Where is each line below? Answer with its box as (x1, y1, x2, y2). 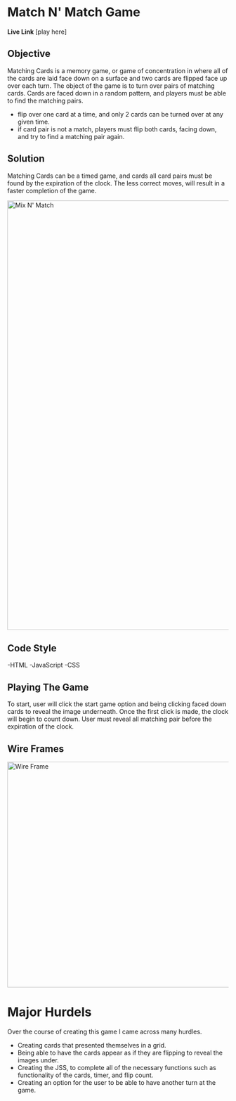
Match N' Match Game (7, 4, 140, 20)
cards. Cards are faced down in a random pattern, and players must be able (7, 89, 227, 97)
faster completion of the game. (7, 186, 97, 195)
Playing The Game (7, 681, 89, 693)
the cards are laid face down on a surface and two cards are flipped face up (7, 74, 228, 82)
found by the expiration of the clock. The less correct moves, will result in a (7, 178, 225, 187)
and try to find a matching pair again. (17, 132, 125, 141)
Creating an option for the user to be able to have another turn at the (17, 1078, 216, 1086)
